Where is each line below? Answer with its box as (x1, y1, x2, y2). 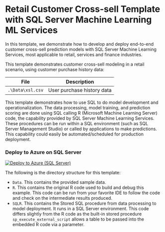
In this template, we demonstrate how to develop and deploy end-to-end (5, 41, 154, 47)
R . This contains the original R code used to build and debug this (12, 185, 144, 191)
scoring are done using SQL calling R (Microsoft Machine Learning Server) (5, 110, 158, 116)
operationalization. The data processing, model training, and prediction (5, 104, 151, 110)
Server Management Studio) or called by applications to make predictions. (5, 126, 158, 132)
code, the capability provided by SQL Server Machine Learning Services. (5, 115, 155, 121)
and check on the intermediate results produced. (12, 195, 113, 201)
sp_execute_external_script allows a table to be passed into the (12, 216, 144, 222)
